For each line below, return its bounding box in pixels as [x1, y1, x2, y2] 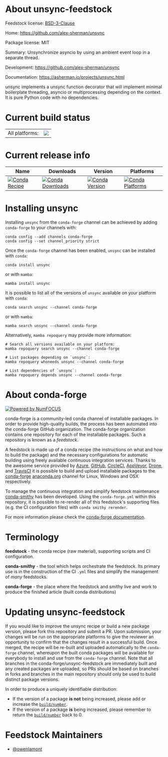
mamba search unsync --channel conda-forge [5, 323, 97, 328]
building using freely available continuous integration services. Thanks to [5, 457, 156, 463]
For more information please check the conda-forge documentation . [5, 514, 146, 520]
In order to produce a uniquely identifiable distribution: [5, 686, 117, 692]
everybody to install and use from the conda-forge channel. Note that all [5, 655, 153, 661]
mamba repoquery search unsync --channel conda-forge [5, 346, 120, 351]
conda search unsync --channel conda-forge [5, 305, 97, 310]
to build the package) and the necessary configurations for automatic [5, 451, 148, 458]
